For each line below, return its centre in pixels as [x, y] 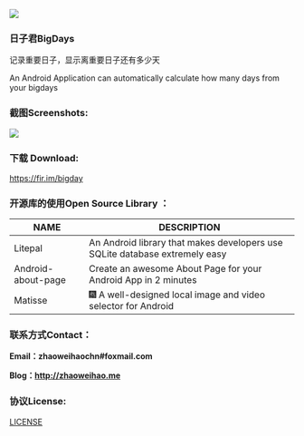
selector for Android [132, 306]
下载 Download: [44, 158]
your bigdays [34, 88]
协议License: [38, 402]
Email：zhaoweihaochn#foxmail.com [81, 356]
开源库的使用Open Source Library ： [90, 203]
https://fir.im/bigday [46, 178]
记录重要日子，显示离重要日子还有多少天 [85, 60]
